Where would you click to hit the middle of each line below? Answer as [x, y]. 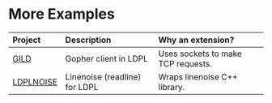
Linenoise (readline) [103, 76]
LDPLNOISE [35, 82]
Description [88, 40]
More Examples [62, 14]
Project [27, 40]
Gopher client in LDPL [106, 58]
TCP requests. [185, 63]
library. [172, 87]
